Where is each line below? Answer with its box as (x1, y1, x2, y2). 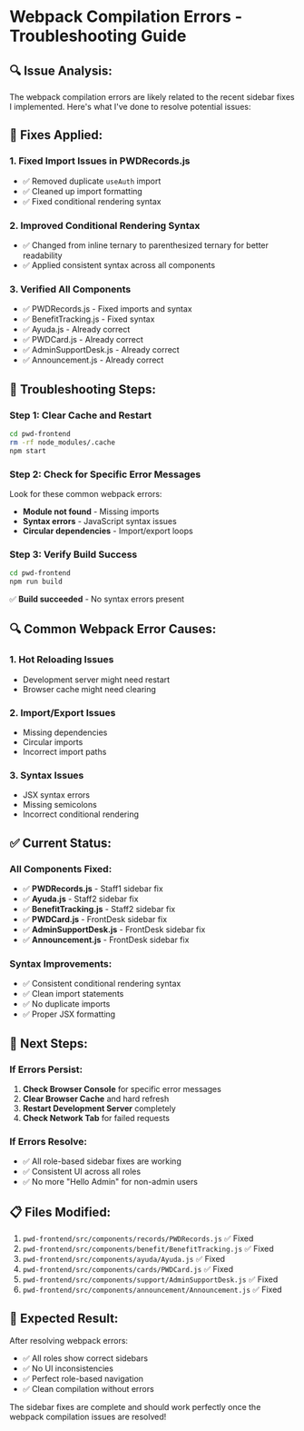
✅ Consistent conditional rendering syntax (22, 979, 181, 989)
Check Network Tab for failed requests (22, 1112, 171, 1123)
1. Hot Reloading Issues (9, 653, 114, 666)
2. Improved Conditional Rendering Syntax (9, 219, 201, 232)
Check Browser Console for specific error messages (22, 1083, 222, 1094)
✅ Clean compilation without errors (22, 1383, 154, 1394)
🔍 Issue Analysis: (9, 63, 113, 78)
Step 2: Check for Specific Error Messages (9, 468, 201, 481)
